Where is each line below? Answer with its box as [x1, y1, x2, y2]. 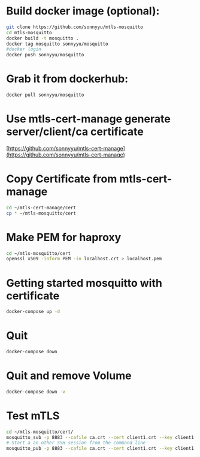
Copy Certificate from [6, 172, 117, 186]
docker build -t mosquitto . [6, 35, 79, 41]
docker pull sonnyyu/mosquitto [6, 92, 84, 98]
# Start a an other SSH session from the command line [6, 440, 146, 446]
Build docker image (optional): [6, 4, 160, 18]
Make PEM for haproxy [6, 230, 122, 244]
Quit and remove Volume [6, 369, 132, 383]
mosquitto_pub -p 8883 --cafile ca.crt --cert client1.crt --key [6, 446, 172, 452]
